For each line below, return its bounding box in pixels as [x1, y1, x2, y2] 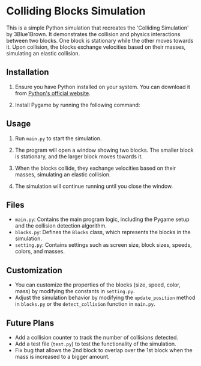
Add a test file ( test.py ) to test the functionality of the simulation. [14, 340, 176, 347]
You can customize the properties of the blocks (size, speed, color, [14, 281, 181, 288]
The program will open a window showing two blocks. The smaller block [14, 146, 194, 154]
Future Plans [6, 318, 55, 328]
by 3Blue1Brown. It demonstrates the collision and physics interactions [6, 30, 181, 37]
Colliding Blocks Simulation [6, 4, 146, 18]
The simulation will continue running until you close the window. [14, 182, 173, 190]
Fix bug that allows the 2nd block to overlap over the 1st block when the [14, 347, 193, 353]
